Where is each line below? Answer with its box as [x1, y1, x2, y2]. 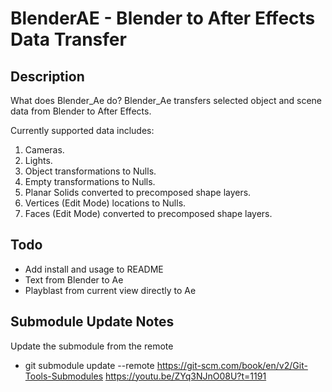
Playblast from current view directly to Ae [24, 284, 197, 296]
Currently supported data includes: [10, 125, 155, 136]
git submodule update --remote [24, 359, 155, 371]
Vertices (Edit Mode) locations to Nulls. [24, 197, 187, 209]
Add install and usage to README [24, 263, 164, 275]
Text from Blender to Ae [24, 273, 124, 286]
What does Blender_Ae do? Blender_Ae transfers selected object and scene [10, 95, 323, 106]
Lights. [24, 155, 53, 166]
